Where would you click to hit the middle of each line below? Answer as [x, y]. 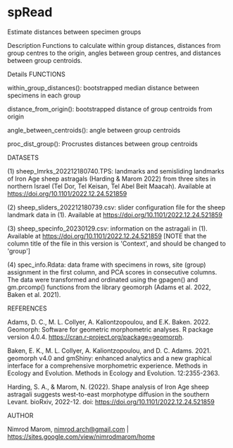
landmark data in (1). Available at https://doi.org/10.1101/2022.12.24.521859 [115, 214]
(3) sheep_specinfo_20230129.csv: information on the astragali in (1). [107, 228]
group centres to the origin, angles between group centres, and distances [114, 53]
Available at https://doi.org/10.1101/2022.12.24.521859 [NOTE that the [107, 236]
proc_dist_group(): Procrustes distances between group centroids [103, 144]
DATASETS [23, 157]
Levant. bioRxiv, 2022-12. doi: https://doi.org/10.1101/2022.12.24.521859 [111, 401]
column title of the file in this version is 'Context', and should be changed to [117, 243]
